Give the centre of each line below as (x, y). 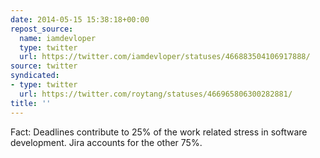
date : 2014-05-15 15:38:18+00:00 (80, 19)
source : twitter (44, 66)
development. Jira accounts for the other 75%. (106, 142)
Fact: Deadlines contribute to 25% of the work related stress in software (159, 132)
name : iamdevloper (58, 38)
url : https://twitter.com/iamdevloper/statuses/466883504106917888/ (165, 57)
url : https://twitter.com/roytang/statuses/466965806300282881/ (156, 94)
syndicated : (35, 76)
